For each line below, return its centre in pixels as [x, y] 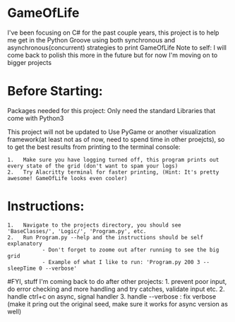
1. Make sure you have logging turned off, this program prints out [113, 160]
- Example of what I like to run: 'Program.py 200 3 [121, 262]
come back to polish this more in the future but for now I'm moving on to [113, 55]
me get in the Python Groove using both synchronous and [91, 40]
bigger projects [29, 62]
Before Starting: [55, 91]
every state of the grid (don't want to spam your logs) [93, 166]
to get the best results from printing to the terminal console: [94, 147]
